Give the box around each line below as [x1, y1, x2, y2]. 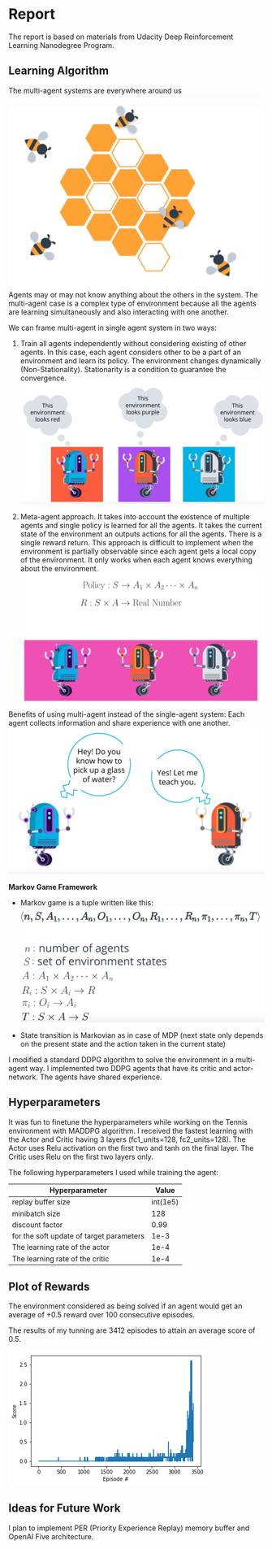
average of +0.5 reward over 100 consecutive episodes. [8, 1309, 195, 1319]
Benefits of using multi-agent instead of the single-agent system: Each [8, 709, 245, 719]
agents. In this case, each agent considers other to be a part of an [19, 347, 242, 358]
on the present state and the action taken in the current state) [19, 1039, 226, 1048]
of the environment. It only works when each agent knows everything [19, 555, 253, 565]
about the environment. [19, 564, 99, 574]
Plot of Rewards [8, 1279, 90, 1293]
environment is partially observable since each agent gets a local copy [19, 546, 257, 557]
